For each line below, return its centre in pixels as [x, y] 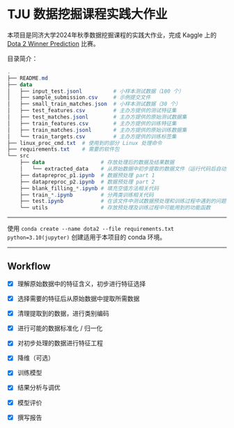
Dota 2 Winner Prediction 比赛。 [53, 43]
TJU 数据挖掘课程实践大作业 [87, 14]
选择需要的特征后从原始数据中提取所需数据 [78, 299]
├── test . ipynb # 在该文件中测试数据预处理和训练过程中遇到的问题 [123, 201]
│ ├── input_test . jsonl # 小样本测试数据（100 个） [96, 91]
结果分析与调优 [39, 388]
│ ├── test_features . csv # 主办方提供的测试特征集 [92, 111]
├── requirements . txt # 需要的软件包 [63, 150]
